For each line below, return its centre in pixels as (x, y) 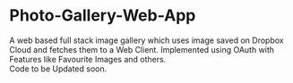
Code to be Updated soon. (58, 69)
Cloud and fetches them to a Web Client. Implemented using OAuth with (142, 49)
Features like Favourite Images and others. (88, 59)
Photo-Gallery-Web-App (103, 16)
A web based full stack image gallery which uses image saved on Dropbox (146, 40)
